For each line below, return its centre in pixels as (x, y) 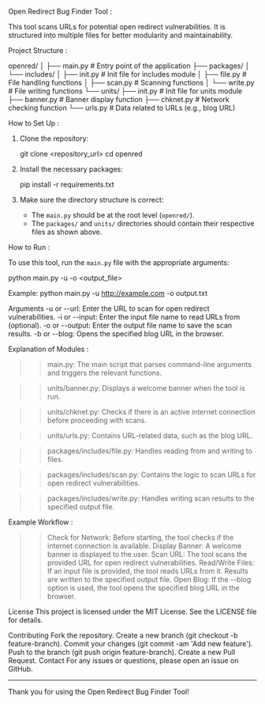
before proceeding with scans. (97, 420)
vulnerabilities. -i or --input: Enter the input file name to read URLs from (124, 317)
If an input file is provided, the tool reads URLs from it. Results (147, 571)
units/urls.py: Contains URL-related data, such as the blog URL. (150, 435)
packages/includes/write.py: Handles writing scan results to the (151, 498)
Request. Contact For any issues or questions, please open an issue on (123, 660)
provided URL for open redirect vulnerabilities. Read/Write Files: (151, 562)
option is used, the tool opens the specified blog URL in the (143, 588)
